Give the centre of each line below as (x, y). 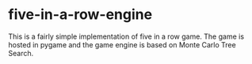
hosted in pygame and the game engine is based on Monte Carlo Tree (122, 44)
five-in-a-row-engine (80, 15)
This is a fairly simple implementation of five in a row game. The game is (126, 36)
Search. (21, 53)
